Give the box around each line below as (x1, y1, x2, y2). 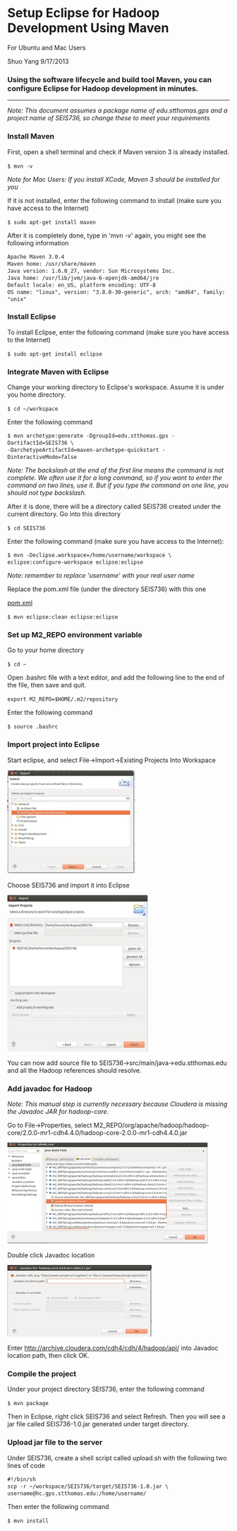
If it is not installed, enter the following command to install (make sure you (7, 196, 222, 204)
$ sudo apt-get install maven (7, 219, 97, 226)
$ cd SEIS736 (7, 525, 46, 532)
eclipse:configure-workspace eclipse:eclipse (7, 559, 143, 566)
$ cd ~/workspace (7, 405, 59, 413)
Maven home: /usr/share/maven (7, 260, 97, 267)
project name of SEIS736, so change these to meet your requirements (7, 114, 210, 122)
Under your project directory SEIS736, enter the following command (7, 1385, 205, 1394)
